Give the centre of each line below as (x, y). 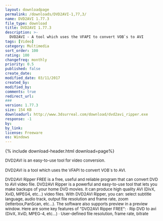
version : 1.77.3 (22, 105)
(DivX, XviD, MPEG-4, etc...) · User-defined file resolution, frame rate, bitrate (77, 214)
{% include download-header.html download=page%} (60, 151)
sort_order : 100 (22, 50)
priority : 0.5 (20, 64)
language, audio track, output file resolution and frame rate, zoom (67, 199)
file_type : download (26, 23)
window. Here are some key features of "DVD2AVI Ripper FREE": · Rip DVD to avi (81, 209)
